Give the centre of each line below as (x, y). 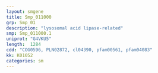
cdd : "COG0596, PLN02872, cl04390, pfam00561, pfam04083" (79, 50)
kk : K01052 (20, 55)
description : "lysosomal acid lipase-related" (65, 28)
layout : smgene (25, 11)
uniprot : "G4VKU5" (29, 39)
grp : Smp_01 (21, 22)
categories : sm (25, 61)
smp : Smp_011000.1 (29, 34)
